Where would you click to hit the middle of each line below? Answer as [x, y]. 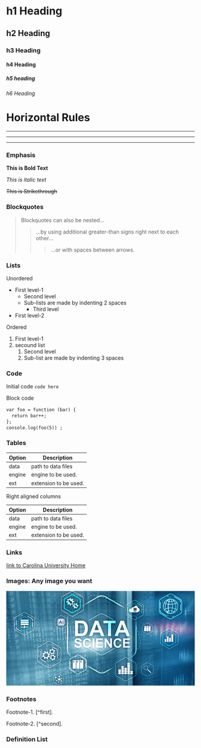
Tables [16, 443]
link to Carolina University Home [46, 566]
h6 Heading [21, 94]
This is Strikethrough [32, 192]
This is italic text [26, 180]
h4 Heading [21, 65]
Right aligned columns [33, 496]
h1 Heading [34, 11]
